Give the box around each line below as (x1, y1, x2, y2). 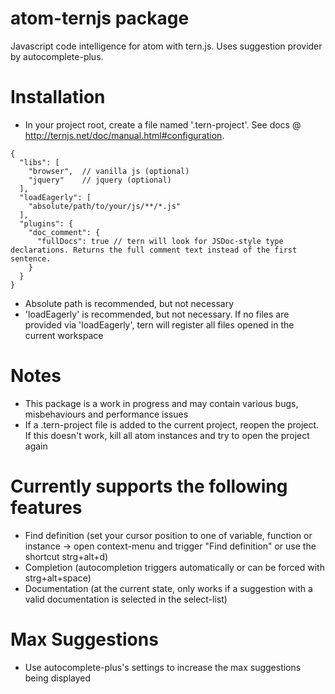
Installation (10, 86, 106, 109)
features (10, 497, 83, 519)
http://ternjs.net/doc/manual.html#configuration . (24, 129, 225, 141)
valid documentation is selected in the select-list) (24, 593, 228, 605)
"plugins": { (19, 218, 74, 229)
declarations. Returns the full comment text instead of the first (10, 245, 298, 255)
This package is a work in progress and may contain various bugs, (24, 397, 299, 409)
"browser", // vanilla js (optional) (28, 166, 190, 176)
